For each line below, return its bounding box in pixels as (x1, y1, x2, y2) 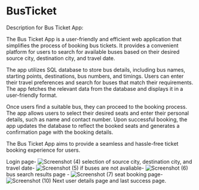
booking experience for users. (6, 146, 81, 154)
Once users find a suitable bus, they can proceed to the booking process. (6, 103, 188, 110)
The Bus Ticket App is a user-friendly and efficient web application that (6, 35, 182, 42)
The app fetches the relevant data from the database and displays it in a (6, 85, 183, 92)
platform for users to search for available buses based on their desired (6, 48, 180, 55)
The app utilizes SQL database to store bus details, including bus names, (6, 66, 185, 73)
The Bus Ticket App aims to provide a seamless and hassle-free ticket (6, 140, 179, 147)
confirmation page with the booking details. (6, 128, 114, 136)
